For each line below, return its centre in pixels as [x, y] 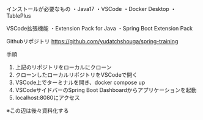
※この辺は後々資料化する [38, 111]
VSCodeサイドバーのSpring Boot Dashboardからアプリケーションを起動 [106, 90]
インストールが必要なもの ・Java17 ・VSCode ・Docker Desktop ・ [91, 9]
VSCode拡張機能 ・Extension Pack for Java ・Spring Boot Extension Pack [100, 28]
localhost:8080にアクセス [47, 97]
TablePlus [19, 16]
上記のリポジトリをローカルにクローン [63, 67]
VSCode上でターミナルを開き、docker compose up [80, 82]
